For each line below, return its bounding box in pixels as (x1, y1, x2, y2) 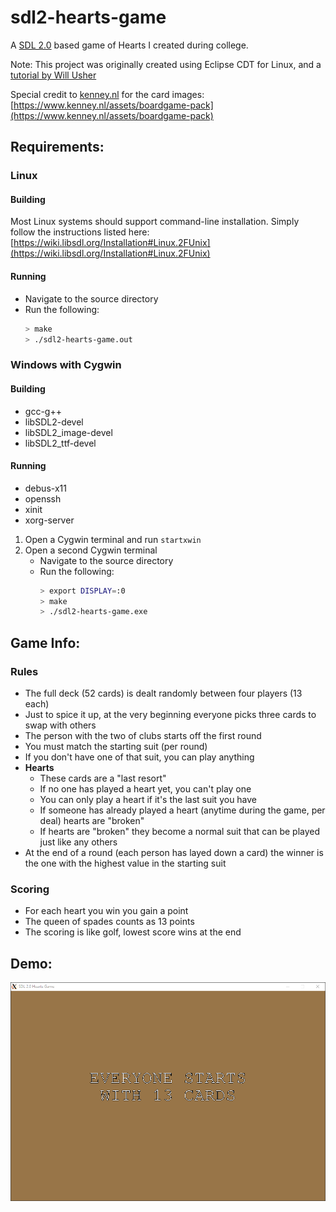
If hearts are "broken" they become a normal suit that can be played (39, 826, 321, 838)
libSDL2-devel (24, 416, 84, 428)
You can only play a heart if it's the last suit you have (39, 794, 258, 806)
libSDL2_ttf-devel (24, 437, 97, 449)
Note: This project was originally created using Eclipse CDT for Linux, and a (10, 58, 322, 70)
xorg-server (24, 514, 75, 526)
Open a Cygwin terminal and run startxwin (24, 533, 202, 545)
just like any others (39, 836, 118, 848)
